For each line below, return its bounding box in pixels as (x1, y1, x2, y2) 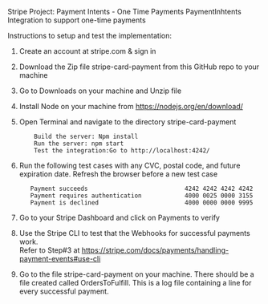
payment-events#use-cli (18, 254, 101, 263)
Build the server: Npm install (34, 132, 139, 140)
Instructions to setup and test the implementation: (7, 31, 172, 40)
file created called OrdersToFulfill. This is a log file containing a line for (18, 278, 252, 287)
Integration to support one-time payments (7, 15, 146, 25)
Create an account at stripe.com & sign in (18, 47, 156, 55)
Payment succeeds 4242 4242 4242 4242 (30, 184, 254, 193)
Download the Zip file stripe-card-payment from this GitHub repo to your (18, 62, 260, 71)
